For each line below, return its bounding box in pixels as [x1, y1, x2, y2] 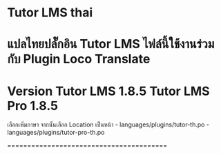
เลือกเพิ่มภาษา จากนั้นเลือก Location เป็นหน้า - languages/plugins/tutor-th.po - [7, 120, 209, 129]
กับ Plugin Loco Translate [7, 52, 151, 67]
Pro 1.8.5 [7, 98, 59, 113]
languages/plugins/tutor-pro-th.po [7, 129, 105, 137]
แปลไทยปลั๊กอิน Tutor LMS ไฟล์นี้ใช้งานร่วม [7, 36, 215, 52]
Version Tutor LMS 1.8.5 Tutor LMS [7, 83, 210, 99]
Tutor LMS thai [7, 5, 93, 21]
